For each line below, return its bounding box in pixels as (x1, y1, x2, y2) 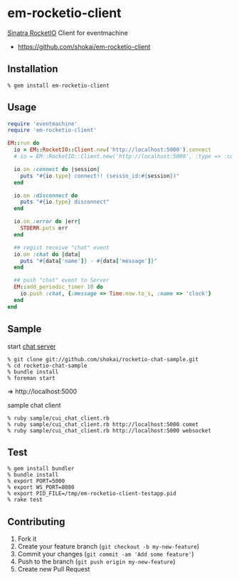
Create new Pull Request (17, 565, 90, 574)
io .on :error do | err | (14, 218, 81, 225)
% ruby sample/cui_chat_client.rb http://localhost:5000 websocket (7, 427, 212, 434)
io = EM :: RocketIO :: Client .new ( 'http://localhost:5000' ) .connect (14, 146, 212, 154)
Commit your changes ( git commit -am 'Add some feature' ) (17, 550, 194, 559)
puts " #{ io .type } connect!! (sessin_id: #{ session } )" (20, 172, 180, 180)
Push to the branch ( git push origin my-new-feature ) (17, 557, 176, 566)
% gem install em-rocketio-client (7, 82, 110, 89)
